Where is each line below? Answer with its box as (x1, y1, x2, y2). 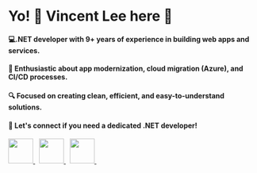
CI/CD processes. (8, 72, 68, 82)
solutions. (8, 102, 42, 112)
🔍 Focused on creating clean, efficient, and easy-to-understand (8, 90, 224, 100)
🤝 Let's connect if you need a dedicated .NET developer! (8, 121, 198, 130)
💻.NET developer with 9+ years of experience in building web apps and (8, 34, 250, 44)
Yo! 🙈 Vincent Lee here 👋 (8, 7, 173, 25)
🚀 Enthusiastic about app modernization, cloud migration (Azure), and (8, 63, 244, 74)
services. (8, 45, 40, 55)
